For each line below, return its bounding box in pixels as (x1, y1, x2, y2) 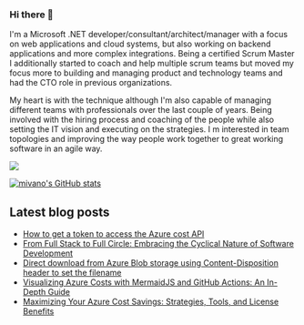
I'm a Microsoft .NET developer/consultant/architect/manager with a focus (9, 29, 289, 40)
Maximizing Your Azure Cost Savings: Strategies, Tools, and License (22, 296, 279, 308)
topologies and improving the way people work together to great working (9, 134, 284, 145)
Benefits (22, 306, 55, 317)
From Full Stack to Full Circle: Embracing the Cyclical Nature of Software (22, 239, 294, 249)
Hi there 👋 (9, 8, 55, 21)
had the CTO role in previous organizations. (9, 77, 173, 88)
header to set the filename (22, 268, 122, 279)
